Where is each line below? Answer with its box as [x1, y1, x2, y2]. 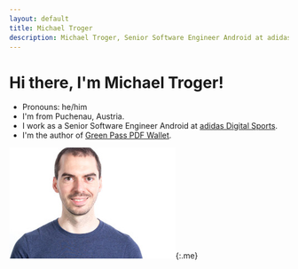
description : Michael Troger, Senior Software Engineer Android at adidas [9, 33, 292, 42]
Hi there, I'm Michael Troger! [9, 72, 224, 92]
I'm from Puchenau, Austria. [21, 111, 125, 122]
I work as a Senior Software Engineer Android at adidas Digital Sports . [21, 121, 278, 131]
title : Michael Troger [9, 23, 93, 33]
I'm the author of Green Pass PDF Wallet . [21, 130, 172, 141]
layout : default [9, 14, 69, 23]
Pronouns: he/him [21, 102, 88, 113]
